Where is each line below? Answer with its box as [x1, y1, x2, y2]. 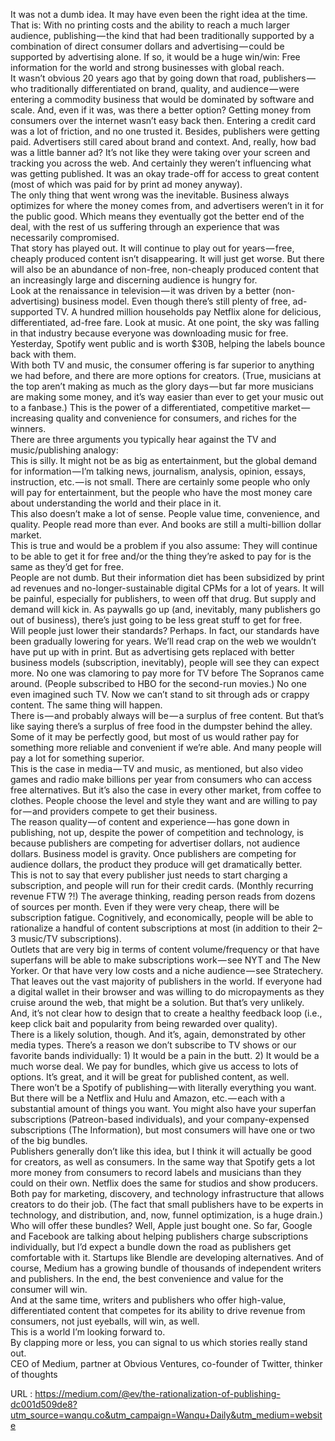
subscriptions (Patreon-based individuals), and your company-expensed [10, 1114, 310, 1125]
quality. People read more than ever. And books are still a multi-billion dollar [10, 519, 322, 530]
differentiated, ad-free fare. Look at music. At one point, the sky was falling [10, 317, 320, 328]
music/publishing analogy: [10, 444, 119, 456]
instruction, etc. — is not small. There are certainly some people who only [10, 476, 311, 488]
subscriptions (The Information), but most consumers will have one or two [10, 1124, 316, 1136]
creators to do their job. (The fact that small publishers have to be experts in [10, 1199, 324, 1210]
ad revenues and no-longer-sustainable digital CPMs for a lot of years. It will [10, 582, 325, 594]
